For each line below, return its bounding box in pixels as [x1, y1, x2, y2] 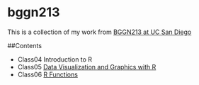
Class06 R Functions [17, 70, 78, 79]
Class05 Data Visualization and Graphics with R [17, 62, 157, 71]
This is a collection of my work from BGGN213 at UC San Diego [7, 28, 192, 36]
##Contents [7, 41, 42, 50]
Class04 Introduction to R [17, 55, 93, 64]
